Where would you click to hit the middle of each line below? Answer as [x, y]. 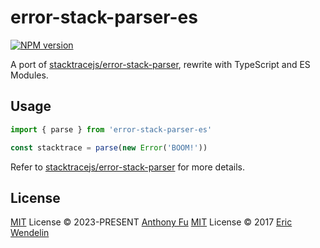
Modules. [29, 75]
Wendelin [30, 233]
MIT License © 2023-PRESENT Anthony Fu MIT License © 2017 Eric [151, 222]
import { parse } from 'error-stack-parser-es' [111, 129]
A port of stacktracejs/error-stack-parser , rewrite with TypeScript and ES [160, 64]
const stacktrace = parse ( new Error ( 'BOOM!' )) [109, 147]
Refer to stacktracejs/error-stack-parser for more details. [128, 167]
